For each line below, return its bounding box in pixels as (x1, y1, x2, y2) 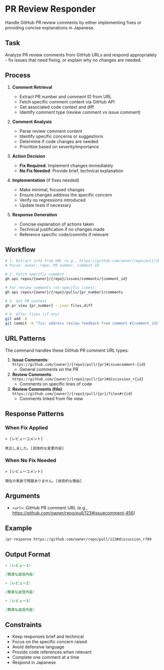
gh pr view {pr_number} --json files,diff (5, 303, 93, 308)
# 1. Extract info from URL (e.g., (5, 259, 78, 264)
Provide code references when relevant (12, 649, 92, 655)
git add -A (5, 316, 27, 322)
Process (5, 71, 31, 80)
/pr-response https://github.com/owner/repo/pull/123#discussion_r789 (5, 537, 152, 542)
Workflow (5, 245, 36, 254)
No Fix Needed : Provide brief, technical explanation (19, 167, 123, 174)
